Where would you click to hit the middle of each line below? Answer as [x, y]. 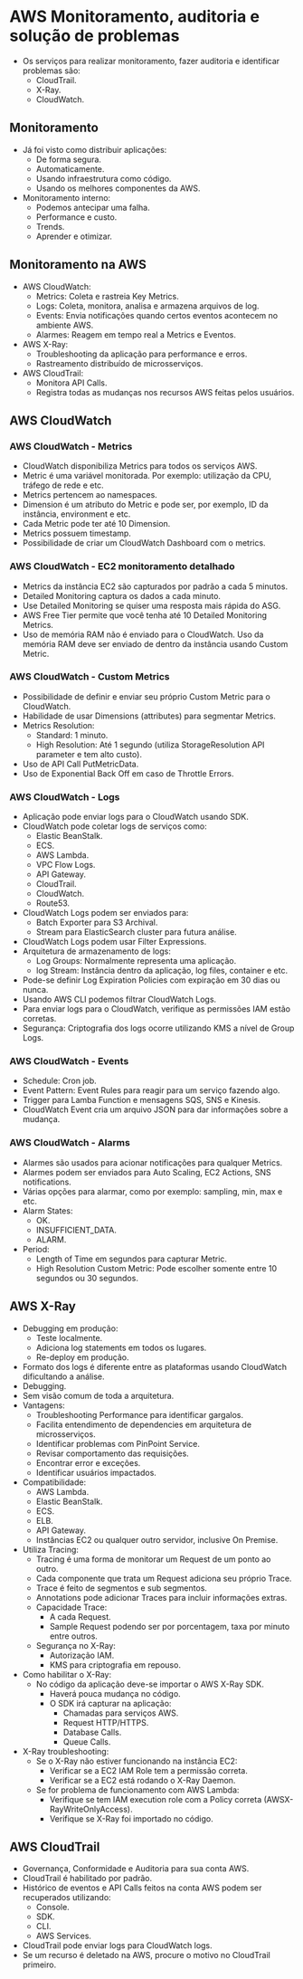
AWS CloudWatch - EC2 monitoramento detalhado [122, 566]
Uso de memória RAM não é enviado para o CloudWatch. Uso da [143, 634]
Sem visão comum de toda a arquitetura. [98, 1395]
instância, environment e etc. [76, 514]
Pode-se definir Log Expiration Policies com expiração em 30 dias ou [151, 980]
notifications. [47, 1182]
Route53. [53, 903]
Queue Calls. [87, 1741]
